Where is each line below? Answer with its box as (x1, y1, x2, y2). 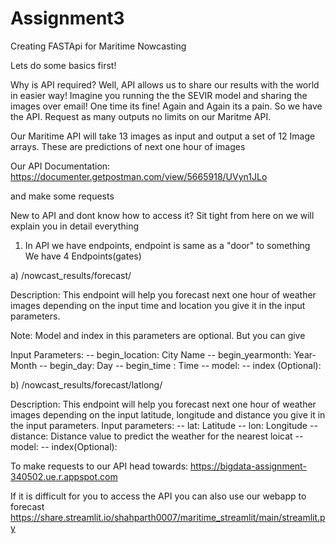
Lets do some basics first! (10, 59, 117, 71)
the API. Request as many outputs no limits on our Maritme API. (10, 110, 272, 122)
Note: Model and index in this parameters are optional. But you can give (10, 329, 306, 341)
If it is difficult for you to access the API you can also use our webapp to (10, 490, 307, 502)
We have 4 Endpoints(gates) (24, 250, 142, 262)
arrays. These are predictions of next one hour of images (10, 140, 246, 152)
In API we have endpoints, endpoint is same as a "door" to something (24, 239, 311, 251)
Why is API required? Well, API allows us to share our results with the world (10, 78, 320, 91)
